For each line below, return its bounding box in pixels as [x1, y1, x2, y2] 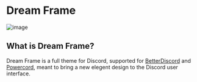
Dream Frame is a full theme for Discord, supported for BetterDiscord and [6, 57, 191, 64]
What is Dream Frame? [6, 41, 95, 51]
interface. [6, 70, 30, 77]
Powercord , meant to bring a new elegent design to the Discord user [6, 63, 179, 71]
